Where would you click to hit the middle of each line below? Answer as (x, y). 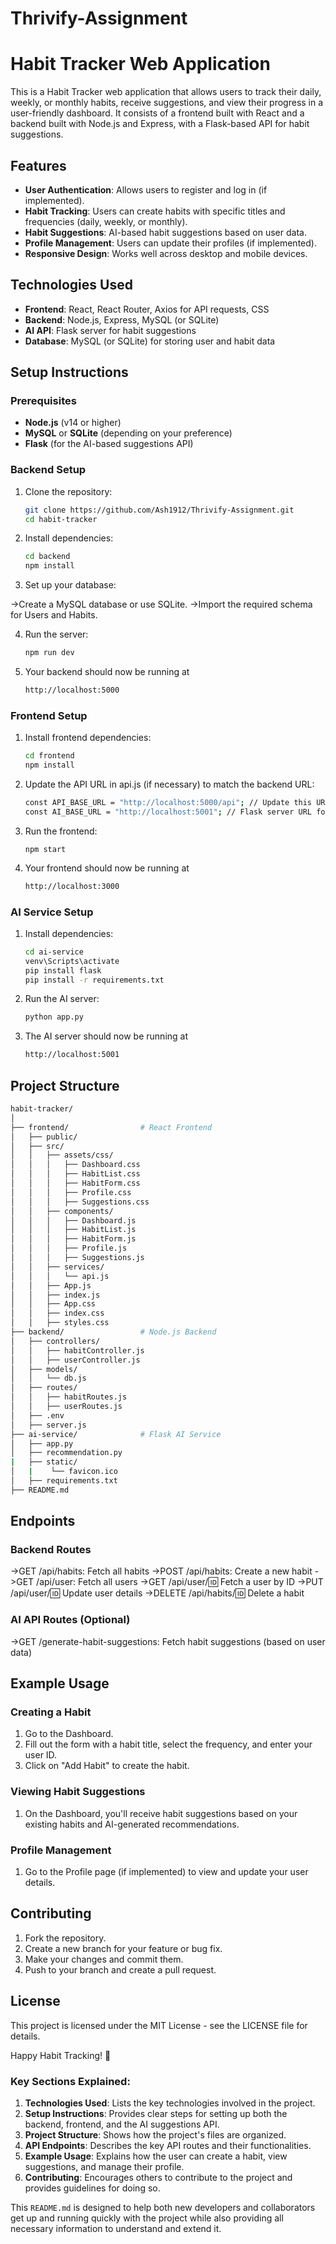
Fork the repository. (65, 1938)
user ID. (41, 1755)
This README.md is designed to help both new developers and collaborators (163, 2207)
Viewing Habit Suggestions (78, 1792)
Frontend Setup (49, 715)
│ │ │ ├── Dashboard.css (75, 1165)
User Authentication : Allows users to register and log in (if (146, 189)
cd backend (47, 557)
